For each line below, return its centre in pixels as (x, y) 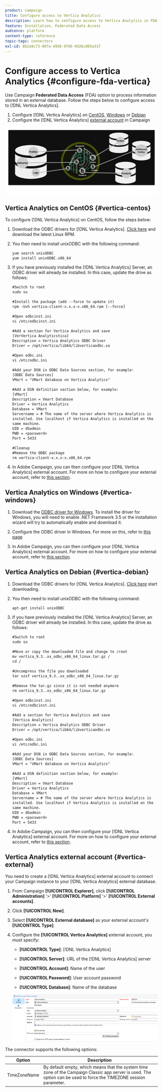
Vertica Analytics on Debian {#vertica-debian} (77, 572)
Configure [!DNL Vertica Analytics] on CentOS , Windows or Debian (79, 115)
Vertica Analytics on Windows (52, 493)
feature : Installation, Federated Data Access (53, 26)
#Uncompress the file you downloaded (50, 671)
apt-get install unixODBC (38, 608)
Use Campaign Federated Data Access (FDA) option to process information (81, 95)
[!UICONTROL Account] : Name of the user (62, 969)
